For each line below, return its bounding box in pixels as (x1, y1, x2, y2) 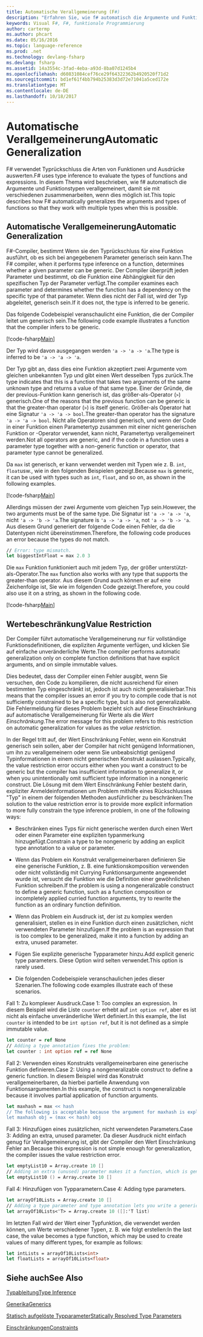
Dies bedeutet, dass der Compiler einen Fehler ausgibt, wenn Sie (6, 672, 168, 680)
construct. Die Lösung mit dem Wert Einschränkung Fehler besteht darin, (6, 781, 188, 788)
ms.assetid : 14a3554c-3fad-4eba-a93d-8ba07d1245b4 (6, 65, 137, 72)
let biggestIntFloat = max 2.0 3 (6, 553, 91, 559)
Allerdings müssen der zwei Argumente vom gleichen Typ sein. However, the (6, 503, 196, 511)
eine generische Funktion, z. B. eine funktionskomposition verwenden (14, 862, 189, 870)
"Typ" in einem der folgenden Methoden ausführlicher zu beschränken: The (6, 794, 193, 801)
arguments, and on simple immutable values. (6, 661, 118, 668)
